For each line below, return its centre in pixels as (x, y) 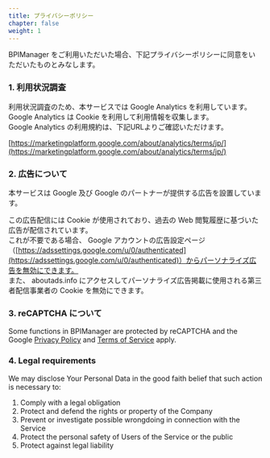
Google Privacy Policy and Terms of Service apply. (92, 340)
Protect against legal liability (67, 445)
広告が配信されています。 (50, 229)
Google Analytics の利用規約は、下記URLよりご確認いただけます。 (118, 126)
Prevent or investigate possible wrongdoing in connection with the (130, 419)
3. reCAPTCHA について (55, 313)
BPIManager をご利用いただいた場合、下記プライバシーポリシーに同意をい (132, 55)
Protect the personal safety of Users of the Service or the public (127, 436)
